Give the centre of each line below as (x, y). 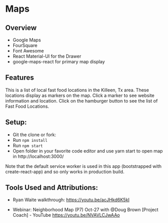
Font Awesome (28, 51)
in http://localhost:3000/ (38, 156)
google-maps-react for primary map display (59, 61)
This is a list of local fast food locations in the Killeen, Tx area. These (77, 90)
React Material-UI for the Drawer (47, 56)
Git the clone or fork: (34, 134)
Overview (21, 28)
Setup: (16, 122)
